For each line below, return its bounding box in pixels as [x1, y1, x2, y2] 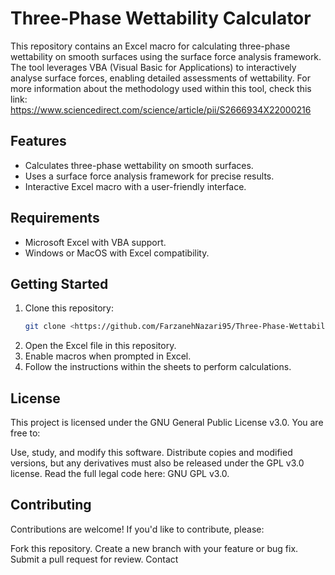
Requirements [10, 210, 100, 227]
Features [10, 133, 67, 150]
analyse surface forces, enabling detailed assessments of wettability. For [10, 72, 311, 84]
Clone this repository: [24, 302, 114, 314]
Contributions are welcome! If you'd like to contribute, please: [10, 523, 265, 535]
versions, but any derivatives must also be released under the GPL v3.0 [10, 457, 305, 469]
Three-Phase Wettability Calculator [10, 7, 312, 30]
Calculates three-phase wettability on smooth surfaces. [24, 159, 254, 171]
